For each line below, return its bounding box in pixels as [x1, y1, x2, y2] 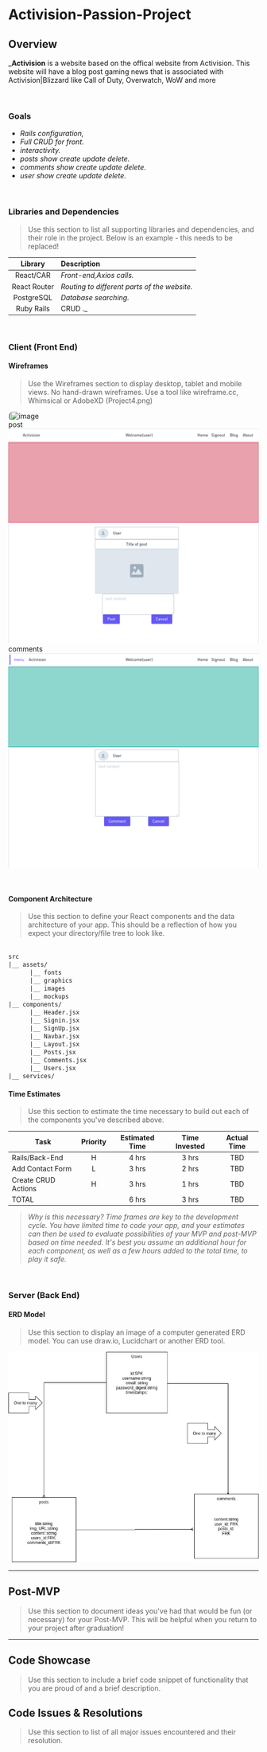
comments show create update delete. [19, 162, 147, 172]
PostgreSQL [13, 292, 53, 302]
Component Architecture [8, 894, 93, 903]
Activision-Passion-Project [8, 6, 192, 24]
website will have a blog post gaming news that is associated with [8, 67, 224, 76]
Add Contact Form [11, 1164, 72, 1174]
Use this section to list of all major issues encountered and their [27, 1727, 237, 1737]
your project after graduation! [27, 1623, 125, 1633]
